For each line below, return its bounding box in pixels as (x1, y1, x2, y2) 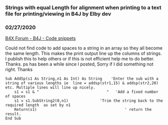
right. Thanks (5, 67, 33, 73)
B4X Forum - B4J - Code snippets (5, 35, 76, 41)
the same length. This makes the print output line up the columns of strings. (5, 50, 162, 56)
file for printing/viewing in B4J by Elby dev (5, 10, 112, 17)
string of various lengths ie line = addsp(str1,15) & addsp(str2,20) (5, 81, 158, 86)
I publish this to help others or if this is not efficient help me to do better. (5, 56, 155, 62)
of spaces (5, 94, 26, 99)
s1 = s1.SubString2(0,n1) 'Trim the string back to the (14, 98, 163, 103)
